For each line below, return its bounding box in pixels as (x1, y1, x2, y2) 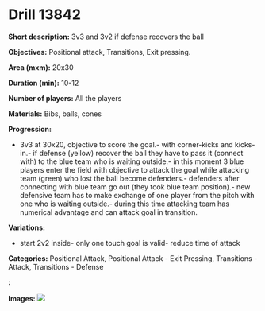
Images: (8, 294, 36, 303)
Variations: (8, 223, 46, 232)
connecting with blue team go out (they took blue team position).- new (19, 181, 251, 192)
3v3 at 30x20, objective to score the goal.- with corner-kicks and (19, 139, 233, 149)
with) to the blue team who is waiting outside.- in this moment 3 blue (19, 157, 244, 166)
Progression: (8, 124, 52, 134)
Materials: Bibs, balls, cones (8, 109, 102, 119)
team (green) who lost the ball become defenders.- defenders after (19, 173, 240, 183)
